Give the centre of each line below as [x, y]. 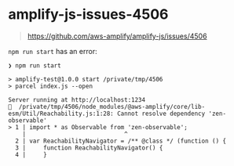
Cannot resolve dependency [161, 114]
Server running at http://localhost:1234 [77, 99]
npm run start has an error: [53, 51]
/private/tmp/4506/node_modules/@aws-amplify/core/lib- [112, 106]
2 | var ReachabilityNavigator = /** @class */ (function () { [121, 141]
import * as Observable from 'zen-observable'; [108, 127]
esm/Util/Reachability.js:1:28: [61, 114]
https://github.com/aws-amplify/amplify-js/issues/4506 [117, 36]
